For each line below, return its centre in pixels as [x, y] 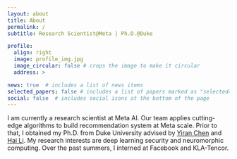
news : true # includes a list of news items [75, 85]
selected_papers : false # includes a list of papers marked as [102, 91]
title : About [26, 20]
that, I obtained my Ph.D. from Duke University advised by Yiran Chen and [115, 133]
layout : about [28, 14]
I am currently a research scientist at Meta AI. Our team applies [99, 118]
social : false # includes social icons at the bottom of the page [109, 98]
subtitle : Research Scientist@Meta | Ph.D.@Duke [80, 33]
